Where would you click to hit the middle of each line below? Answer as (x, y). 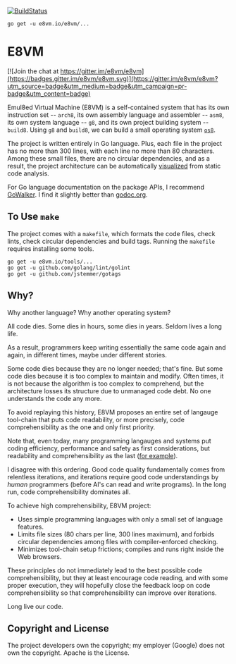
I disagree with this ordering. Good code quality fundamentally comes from (116, 469)
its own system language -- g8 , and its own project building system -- (108, 122)
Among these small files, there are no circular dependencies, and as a (108, 158)
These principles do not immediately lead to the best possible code (105, 570)
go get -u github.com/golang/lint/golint (69, 268)
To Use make (33, 217)
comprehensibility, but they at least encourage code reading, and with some (118, 577)
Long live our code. (35, 606)
